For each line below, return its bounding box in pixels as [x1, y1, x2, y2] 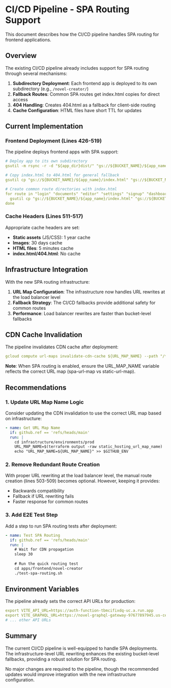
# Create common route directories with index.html [5, 186, 117, 191]
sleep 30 [14, 552, 33, 557]
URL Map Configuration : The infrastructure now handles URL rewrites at [12, 289, 165, 295]
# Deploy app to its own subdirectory [5, 159, 88, 164]
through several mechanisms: [5, 70, 68, 76]
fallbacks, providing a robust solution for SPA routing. [5, 656, 117, 662]
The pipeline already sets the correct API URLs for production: [5, 598, 136, 604]
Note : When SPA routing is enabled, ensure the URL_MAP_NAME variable [5, 363, 159, 369]
